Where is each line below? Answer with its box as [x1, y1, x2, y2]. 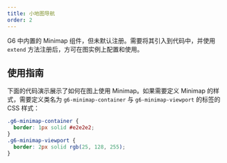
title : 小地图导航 [7, 10, 56, 17]
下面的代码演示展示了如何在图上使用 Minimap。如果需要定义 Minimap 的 [7, 87, 214, 95]
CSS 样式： [7, 104, 40, 113]
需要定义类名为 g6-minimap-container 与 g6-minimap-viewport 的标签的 [19, 95, 221, 104]
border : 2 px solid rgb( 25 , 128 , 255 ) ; [13, 143, 126, 151]
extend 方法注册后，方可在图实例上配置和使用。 [7, 45, 144, 53]
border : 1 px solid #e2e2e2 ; [13, 124, 95, 131]
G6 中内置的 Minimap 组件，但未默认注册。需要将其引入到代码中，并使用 [7, 36, 216, 45]
